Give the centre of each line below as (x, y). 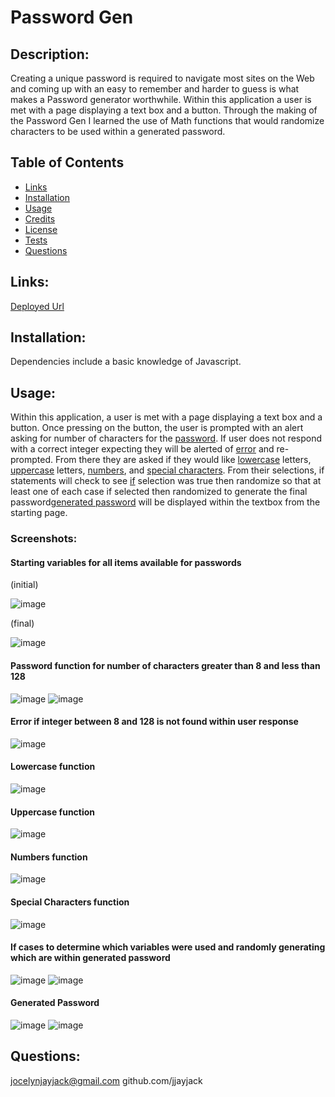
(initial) (24, 585)
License (41, 229)
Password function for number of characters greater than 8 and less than (165, 665)
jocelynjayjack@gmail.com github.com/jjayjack (106, 1080)
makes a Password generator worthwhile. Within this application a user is (161, 99)
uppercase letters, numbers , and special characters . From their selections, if (167, 470)
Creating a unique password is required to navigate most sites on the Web (162, 78)
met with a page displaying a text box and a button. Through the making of (164, 110)
